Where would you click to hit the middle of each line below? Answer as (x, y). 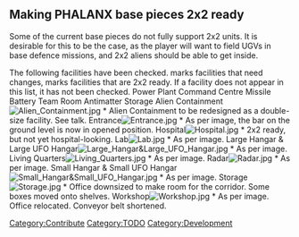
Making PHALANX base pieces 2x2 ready (127, 15)
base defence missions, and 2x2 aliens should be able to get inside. (134, 55)
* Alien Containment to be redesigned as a (180, 110)
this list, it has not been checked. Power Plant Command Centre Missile (140, 91)
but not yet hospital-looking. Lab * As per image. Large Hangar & (146, 139)
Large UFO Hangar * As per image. (148, 148)
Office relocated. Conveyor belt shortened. (88, 206)
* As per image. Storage (203, 177)
